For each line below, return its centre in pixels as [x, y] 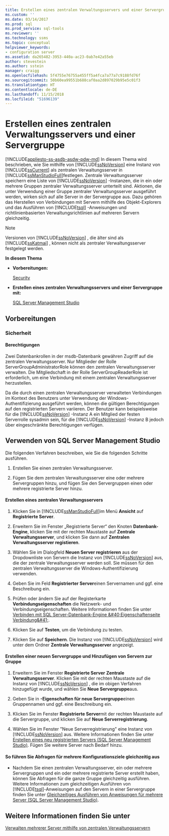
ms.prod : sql [19, 24]
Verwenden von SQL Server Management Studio [83, 441]
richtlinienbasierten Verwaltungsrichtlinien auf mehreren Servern [72, 213]
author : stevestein [26, 62]
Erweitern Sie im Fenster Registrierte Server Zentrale [68, 673]
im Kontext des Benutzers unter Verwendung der [56, 398]
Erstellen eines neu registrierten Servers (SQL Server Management [81, 740]
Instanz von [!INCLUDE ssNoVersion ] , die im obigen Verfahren [77, 683]
